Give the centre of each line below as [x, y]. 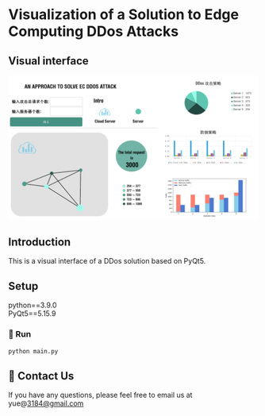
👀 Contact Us [41, 376]
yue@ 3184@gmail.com [46, 403]
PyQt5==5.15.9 [32, 314]
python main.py [33, 352]
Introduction [40, 242]
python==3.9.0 [33, 305]
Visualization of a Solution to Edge [124, 15]
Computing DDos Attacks [94, 31]
